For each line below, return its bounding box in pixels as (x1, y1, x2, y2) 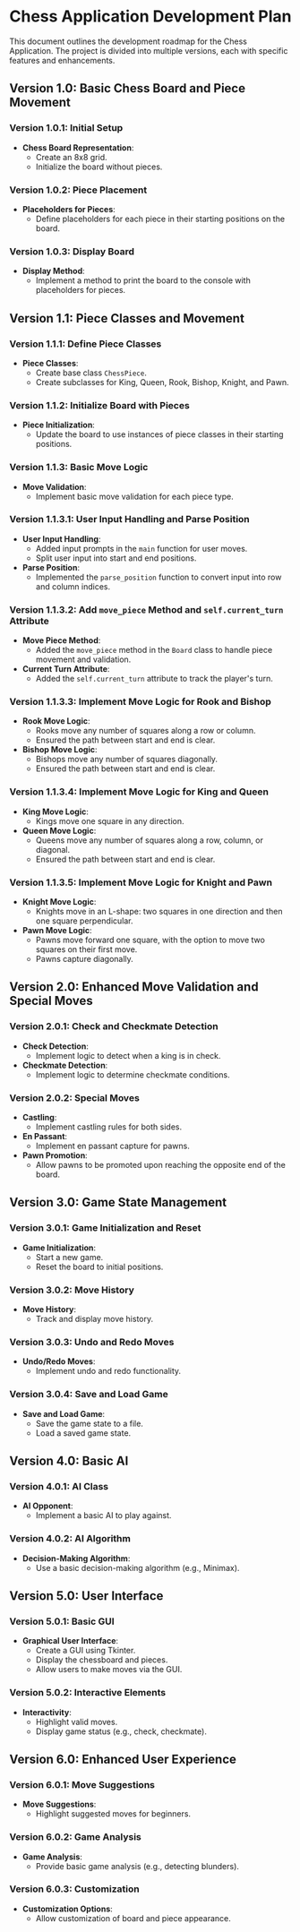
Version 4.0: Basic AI (9, 1453, 129, 1468)
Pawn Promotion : (21, 1149, 88, 1161)
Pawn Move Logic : (21, 924, 92, 935)
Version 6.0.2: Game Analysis (9, 1831, 141, 1843)
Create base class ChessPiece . (35, 367, 148, 378)
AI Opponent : (21, 1500, 73, 1511)
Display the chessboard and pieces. (35, 1654, 168, 1665)
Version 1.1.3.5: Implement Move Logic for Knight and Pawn (9, 876, 273, 889)
